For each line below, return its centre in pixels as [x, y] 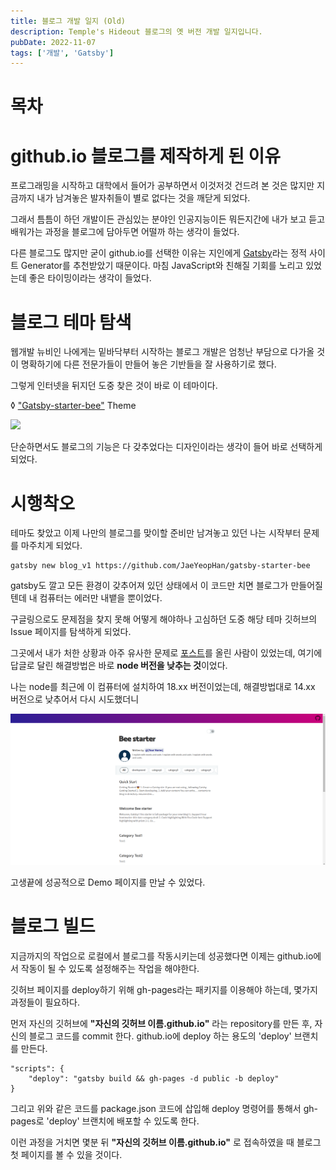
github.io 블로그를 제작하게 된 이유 [146, 156]
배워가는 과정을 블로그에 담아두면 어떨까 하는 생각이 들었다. [125, 232]
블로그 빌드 [53, 926]
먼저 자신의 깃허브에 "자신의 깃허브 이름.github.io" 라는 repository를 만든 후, [161, 1023]
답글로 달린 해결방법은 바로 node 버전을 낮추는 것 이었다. [119, 666]
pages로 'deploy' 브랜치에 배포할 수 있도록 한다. [105, 1121]
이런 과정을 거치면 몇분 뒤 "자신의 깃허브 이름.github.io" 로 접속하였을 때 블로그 [166, 1142]
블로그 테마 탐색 [71, 322]
